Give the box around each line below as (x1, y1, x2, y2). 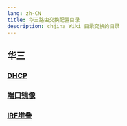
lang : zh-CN (7, 10, 41, 17)
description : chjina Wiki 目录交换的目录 (7, 23, 120, 29)
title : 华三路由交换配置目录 (7, 16, 80, 23)
